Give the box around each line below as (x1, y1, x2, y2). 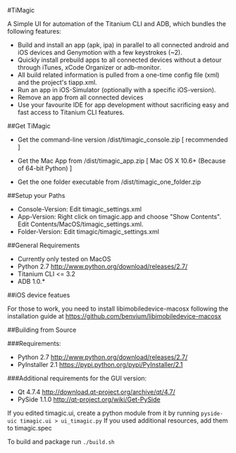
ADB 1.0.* (17, 278, 46, 285)
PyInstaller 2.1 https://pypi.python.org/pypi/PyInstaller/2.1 (17, 361, 183, 368)
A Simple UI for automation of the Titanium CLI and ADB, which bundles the (7, 20, 227, 27)
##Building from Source (7, 325, 77, 334)
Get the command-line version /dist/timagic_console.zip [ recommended (17, 135, 228, 144)
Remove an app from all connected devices (17, 93, 144, 101)
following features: (7, 27, 62, 35)
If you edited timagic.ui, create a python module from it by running (7, 409, 199, 417)
